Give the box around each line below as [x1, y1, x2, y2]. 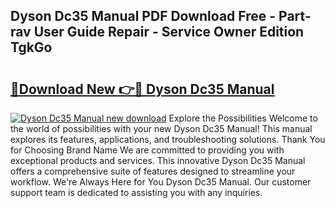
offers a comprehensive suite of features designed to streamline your [10, 165, 296, 177]
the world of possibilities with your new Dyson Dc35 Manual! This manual [10, 123, 313, 134]
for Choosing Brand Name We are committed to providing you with [10, 144, 285, 156]
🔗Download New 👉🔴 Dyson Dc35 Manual [10, 80, 275, 98]
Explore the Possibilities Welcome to [168, 112, 318, 124]
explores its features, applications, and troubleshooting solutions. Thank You [10, 134, 326, 145]
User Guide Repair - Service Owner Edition [33, 24, 305, 41]
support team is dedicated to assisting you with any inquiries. [10, 187, 263, 198]
